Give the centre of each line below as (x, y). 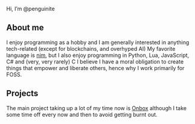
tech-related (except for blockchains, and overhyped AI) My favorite (91, 48)
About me (25, 28)
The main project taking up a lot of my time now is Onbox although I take (97, 108)
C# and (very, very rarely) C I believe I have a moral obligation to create (95, 61)
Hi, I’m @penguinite (31, 9)
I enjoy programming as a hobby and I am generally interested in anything (98, 42)
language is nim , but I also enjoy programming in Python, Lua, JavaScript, (98, 55)
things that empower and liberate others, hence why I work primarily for (95, 68)
